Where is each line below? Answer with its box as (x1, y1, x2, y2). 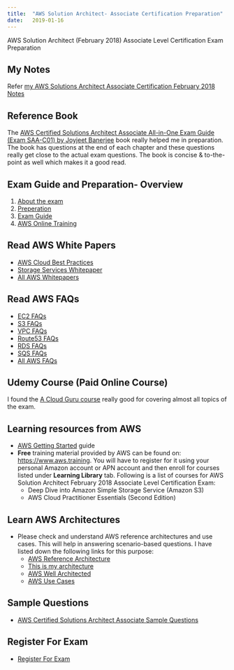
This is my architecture (27, 562, 94, 570)
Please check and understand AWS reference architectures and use (17, 532, 213, 541)
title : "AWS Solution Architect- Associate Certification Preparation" (7, 10, 224, 17)
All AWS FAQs (17, 356, 58, 364)
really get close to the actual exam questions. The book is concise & (7, 151, 203, 159)
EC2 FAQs (17, 312, 47, 320)
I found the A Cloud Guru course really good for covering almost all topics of (7, 395, 227, 404)
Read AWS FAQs (7, 293, 80, 305)
